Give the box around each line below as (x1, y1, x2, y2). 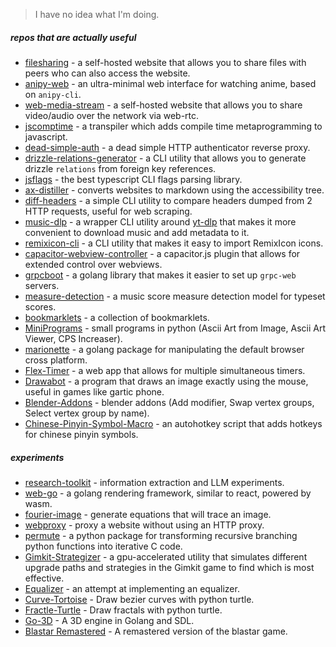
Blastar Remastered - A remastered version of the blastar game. (24, 625, 288, 637)
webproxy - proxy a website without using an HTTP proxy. (24, 519, 265, 531)
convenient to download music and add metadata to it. (24, 226, 250, 238)
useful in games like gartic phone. (24, 385, 165, 398)
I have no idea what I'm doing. (34, 9, 160, 20)
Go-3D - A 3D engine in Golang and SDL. (24, 614, 195, 626)
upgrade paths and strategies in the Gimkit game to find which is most (24, 561, 315, 573)
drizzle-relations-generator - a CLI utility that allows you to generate (24, 152, 307, 164)
